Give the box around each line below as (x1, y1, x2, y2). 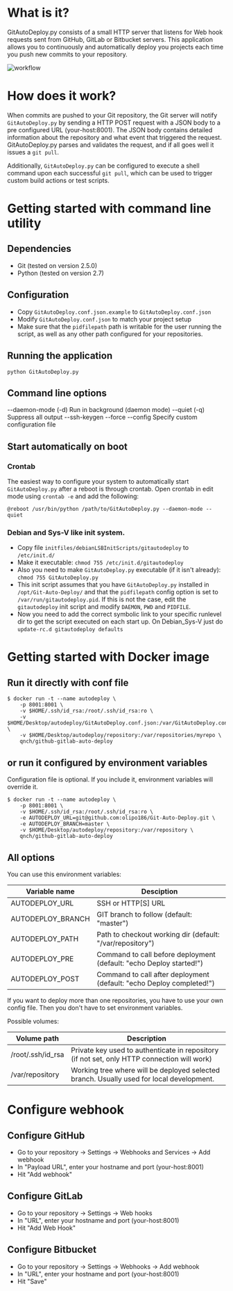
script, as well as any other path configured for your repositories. (17, 329, 203, 338)
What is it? (7, 5, 70, 21)
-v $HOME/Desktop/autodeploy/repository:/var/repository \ (19, 827, 194, 834)
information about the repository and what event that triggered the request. (7, 133, 222, 141)
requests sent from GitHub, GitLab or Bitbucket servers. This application (7, 35, 214, 43)
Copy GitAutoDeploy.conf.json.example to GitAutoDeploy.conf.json (17, 308, 212, 316)
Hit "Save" (17, 1277, 47, 1285)
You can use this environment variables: (7, 870, 121, 878)
